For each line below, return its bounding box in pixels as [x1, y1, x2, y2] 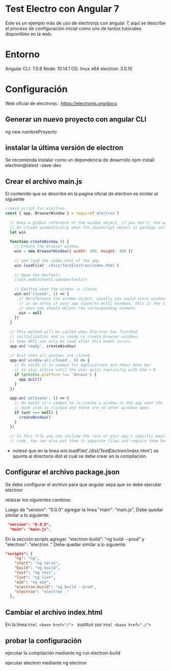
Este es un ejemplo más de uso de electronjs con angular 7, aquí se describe [5, 20, 166, 26]
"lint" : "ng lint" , [14, 575, 56, 580]
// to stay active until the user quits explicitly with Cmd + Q [14, 367, 156, 372]
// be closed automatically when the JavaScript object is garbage [10, 225, 156, 230]
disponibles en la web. [5, 31, 52, 37]
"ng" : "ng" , [14, 556, 40, 561]
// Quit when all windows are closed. [10, 353, 93, 358]
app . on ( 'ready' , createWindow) [10, 343, 76, 349]
